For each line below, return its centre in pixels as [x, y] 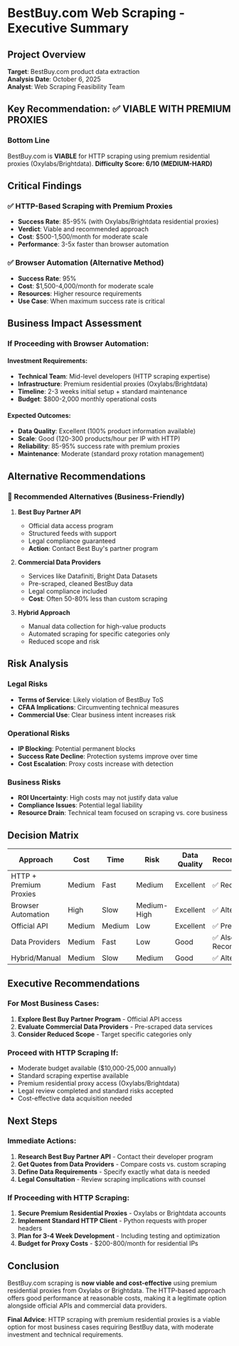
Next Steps [32, 1121]
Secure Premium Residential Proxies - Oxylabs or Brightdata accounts [122, 1213]
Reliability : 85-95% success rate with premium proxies [99, 446]
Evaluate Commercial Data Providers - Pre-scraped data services [115, 1026]
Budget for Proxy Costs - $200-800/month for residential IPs [108, 1244]
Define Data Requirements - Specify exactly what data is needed [114, 1172]
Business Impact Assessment [75, 324]
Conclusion [33, 1266]
